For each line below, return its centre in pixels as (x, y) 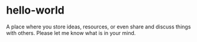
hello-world (35, 10)
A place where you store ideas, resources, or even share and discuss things (98, 27)
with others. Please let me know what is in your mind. (71, 33)
